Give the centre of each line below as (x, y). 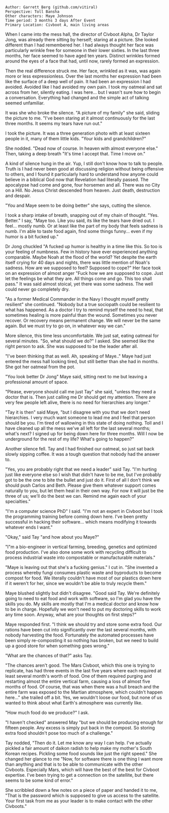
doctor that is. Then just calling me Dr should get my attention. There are (80, 397)
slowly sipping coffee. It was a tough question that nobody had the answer (82, 454)
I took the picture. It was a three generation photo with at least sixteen (78, 133)
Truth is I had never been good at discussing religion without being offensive (84, 169)
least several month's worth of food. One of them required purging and (79, 676)
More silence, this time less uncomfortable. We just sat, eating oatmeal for (82, 336)
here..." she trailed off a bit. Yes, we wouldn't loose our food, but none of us (83, 698)
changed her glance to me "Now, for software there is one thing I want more (84, 759)
